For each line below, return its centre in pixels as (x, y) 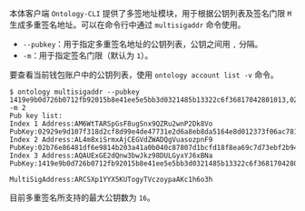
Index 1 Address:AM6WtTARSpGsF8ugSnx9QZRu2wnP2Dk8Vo (111, 124)
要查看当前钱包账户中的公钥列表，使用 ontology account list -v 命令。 (144, 75)
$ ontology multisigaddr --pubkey (75, 92)
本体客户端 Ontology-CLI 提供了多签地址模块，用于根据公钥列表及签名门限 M (151, 13)
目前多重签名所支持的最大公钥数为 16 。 (83, 197)
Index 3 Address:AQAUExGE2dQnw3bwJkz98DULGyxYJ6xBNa (111, 156)
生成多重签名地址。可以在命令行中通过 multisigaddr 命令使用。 (128, 25)
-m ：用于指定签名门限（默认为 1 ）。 (88, 55)
